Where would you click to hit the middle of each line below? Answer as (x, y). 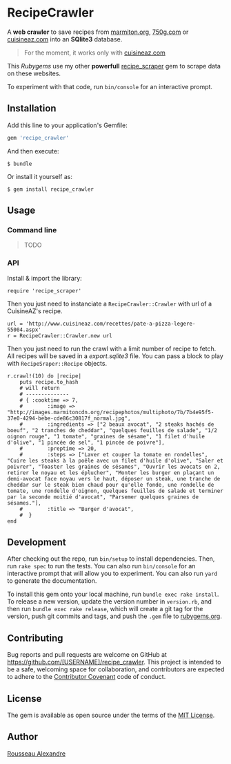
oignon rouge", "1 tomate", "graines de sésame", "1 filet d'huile (106, 436)
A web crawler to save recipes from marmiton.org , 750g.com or (98, 32)
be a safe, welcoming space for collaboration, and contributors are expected (116, 669)
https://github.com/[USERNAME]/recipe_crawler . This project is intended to (114, 662)
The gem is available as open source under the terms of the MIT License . (111, 715)
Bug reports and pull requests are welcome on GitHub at (87, 655)
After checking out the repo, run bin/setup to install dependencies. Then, (111, 559)
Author (22, 737)
